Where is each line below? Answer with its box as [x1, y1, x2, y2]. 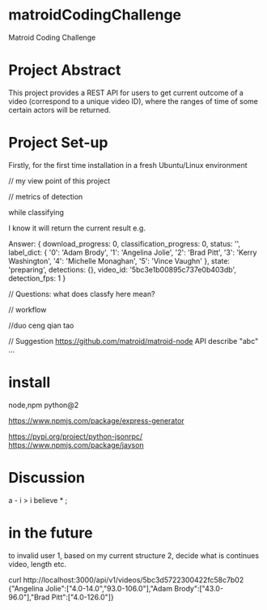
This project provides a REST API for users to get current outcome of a [8, 88, 244, 97]
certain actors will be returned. [8, 105, 111, 114]
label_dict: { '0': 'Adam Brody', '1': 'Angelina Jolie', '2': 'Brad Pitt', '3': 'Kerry [8, 247, 257, 257]
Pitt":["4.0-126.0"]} [51, 592, 115, 602]
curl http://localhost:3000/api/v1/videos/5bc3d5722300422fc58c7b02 [8, 574, 244, 585]
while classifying [8, 207, 65, 217]
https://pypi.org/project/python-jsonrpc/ [8, 432, 143, 441]
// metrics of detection [8, 191, 83, 201]
